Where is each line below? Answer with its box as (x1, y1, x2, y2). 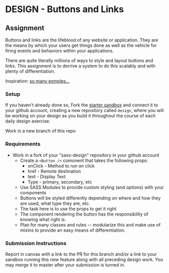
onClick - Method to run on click (27, 162, 95, 169)
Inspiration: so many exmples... (5, 78, 70, 84)
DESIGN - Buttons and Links (5, 4, 124, 15)
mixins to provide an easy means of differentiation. (20, 227, 126, 233)
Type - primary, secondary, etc (27, 179, 92, 185)
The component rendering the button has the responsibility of (20, 211, 149, 217)
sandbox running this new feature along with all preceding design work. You (5, 256, 163, 262)
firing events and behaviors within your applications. (5, 48, 115, 53)
